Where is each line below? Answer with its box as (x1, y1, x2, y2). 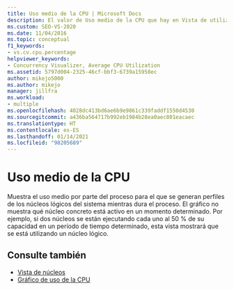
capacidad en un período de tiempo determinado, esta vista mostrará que (7, 222, 219, 230)
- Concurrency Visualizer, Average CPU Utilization (7, 62, 160, 69)
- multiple (7, 101, 39, 108)
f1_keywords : (7, 42, 45, 49)
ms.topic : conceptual (7, 36, 70, 43)
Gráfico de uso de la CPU (17, 275, 91, 284)
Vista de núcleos (17, 268, 66, 276)
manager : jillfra (7, 88, 58, 95)
